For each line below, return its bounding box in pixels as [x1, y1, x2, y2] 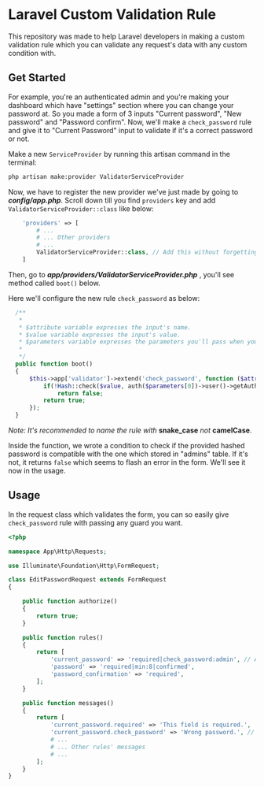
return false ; [57, 389, 104, 397]
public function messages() [22, 699, 114, 707]
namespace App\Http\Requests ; [8, 548, 108, 555]
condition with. [8, 48, 57, 58]
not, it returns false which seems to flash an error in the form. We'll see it [8, 458, 246, 466]
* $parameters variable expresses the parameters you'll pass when [18, 338, 244, 346]
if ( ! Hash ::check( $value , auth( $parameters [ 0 [42, 382, 192, 390]
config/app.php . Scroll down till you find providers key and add [8, 195, 216, 205]
